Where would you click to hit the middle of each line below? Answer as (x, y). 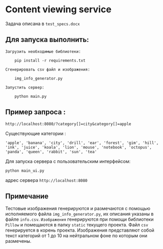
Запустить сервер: (25, 87)
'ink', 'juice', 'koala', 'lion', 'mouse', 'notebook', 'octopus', (79, 147)
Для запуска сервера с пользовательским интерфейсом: (68, 161)
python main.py (31, 96)
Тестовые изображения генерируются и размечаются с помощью (78, 209)
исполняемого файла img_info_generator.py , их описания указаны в (80, 214)
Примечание (27, 196)
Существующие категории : (36, 133)
